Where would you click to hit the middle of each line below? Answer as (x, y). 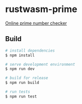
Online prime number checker (36, 23)
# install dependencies (30, 50)
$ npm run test (21, 96)
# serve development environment (40, 64)
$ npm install (20, 55)
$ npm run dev (20, 69)
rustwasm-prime (41, 9)
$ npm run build (22, 83)
